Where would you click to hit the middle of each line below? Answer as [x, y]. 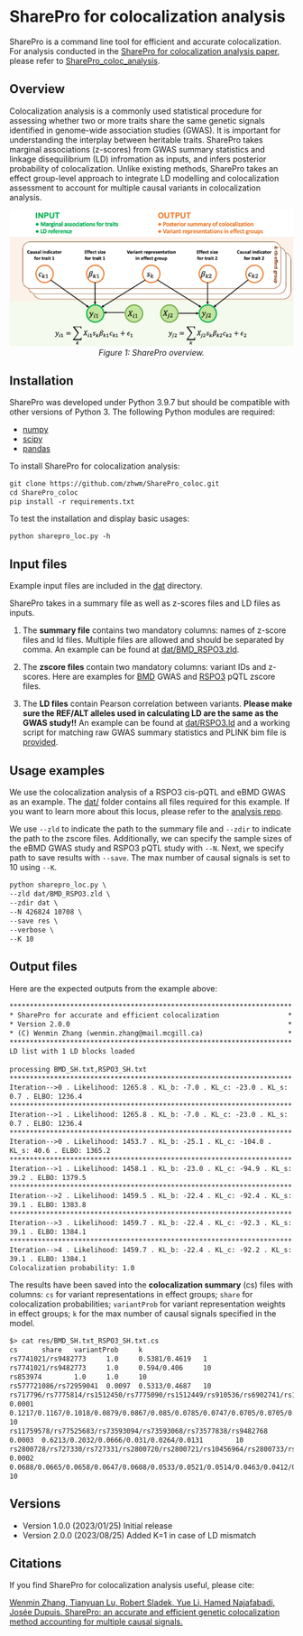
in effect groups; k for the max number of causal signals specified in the [143, 1313]
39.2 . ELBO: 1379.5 [48, 1177]
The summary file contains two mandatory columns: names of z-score [154, 630]
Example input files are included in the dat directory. [106, 586]
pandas [37, 449]
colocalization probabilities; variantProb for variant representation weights [147, 1304]
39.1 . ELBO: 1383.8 [48, 1204]
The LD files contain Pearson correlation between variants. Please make [157, 704]
